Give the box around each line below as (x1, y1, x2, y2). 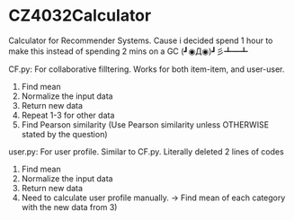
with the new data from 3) (21, 201, 118, 212)
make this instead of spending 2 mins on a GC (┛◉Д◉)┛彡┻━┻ (8, 46, 248, 57)
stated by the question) (21, 128, 109, 139)
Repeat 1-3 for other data (21, 110, 115, 120)
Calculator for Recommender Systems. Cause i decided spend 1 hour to (8, 35, 273, 46)
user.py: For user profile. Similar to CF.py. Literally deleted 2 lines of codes (8, 145, 284, 157)
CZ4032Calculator (8, 5, 152, 26)
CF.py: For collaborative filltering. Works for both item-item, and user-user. (8, 64, 285, 75)
